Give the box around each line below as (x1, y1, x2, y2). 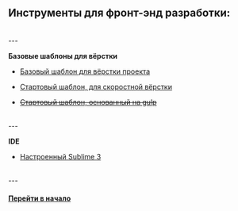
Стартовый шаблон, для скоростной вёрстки (19, 82, 173, 91)
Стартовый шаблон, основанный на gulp (19, 97, 157, 106)
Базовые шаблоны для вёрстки (8, 51, 117, 60)
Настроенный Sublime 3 (19, 152, 102, 161)
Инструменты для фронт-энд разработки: (8, 6, 231, 20)
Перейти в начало (8, 194, 71, 203)
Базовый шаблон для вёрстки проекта (19, 67, 151, 76)
